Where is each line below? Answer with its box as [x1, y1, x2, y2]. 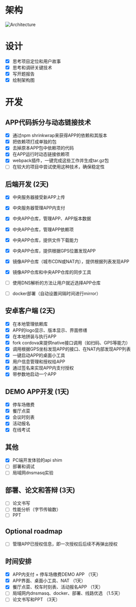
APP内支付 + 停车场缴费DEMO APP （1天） [12, 571, 101, 577]
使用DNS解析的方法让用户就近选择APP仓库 [12, 280, 101, 286]
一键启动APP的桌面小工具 [12, 352, 65, 358]
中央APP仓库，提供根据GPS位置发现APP [12, 248, 96, 254]
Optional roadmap [5, 527, 62, 535]
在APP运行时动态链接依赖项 [12, 151, 70, 157]
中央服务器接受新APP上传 [12, 194, 65, 200]
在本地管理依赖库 [12, 321, 48, 327]
